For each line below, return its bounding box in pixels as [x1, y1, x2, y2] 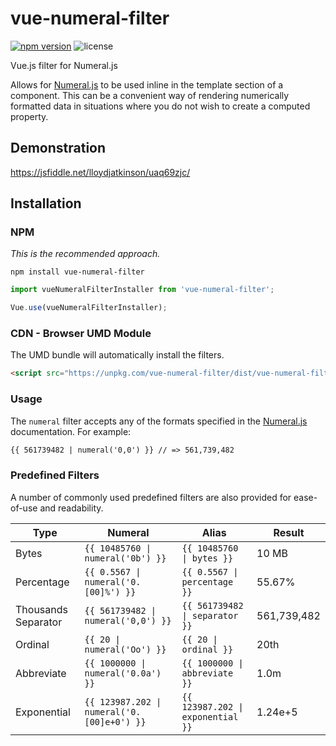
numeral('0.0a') [84, 667, 162, 679]
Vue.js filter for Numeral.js [10, 59, 118, 71]
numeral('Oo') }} [84, 643, 167, 655]
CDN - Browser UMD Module [10, 327, 152, 341]
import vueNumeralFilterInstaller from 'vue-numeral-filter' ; [10, 285, 275, 295]
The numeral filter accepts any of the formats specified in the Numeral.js [10, 415, 308, 427]
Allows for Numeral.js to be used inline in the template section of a [10, 78, 284, 91]
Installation [10, 195, 82, 212]
